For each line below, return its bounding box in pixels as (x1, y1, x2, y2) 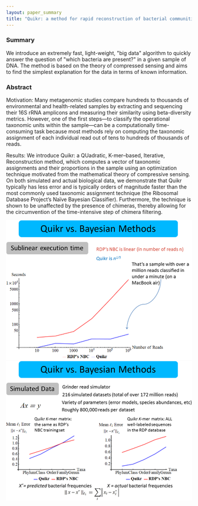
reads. (6, 141, 22, 148)
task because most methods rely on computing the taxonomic (34, 128, 184, 135)
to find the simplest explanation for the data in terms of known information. (6, 68, 188, 75)
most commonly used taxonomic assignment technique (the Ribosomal (6, 190, 179, 197)
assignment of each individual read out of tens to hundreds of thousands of (6, 134, 190, 141)
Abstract (6, 83, 32, 91)
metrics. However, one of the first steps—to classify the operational (6, 115, 170, 122)
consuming (6, 128, 34, 135)
